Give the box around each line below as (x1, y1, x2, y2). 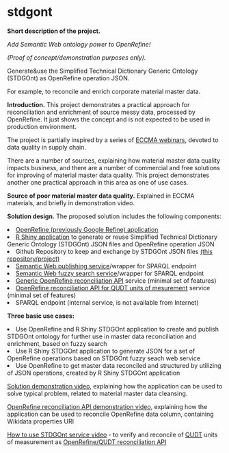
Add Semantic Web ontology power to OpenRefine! (7, 40, 151, 48)
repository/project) (7, 255, 60, 263)
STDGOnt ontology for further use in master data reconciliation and (7, 332, 196, 340)
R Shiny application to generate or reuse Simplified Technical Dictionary (16, 233, 217, 241)
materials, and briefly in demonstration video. (7, 198, 135, 207)
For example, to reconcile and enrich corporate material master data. (7, 87, 201, 95)
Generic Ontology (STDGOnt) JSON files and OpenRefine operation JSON (7, 240, 215, 248)
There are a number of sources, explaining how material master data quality (7, 156, 221, 165)
